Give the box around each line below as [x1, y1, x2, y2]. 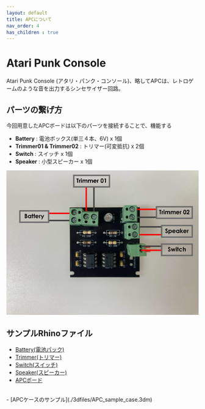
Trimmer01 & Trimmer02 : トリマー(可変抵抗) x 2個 [15, 142, 145, 150]
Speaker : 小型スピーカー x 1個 [15, 158, 93, 165]
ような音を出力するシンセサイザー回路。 [22, 85, 124, 92]
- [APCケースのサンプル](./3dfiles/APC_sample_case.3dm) [6, 396, 153, 403]
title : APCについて [6, 16, 52, 23]
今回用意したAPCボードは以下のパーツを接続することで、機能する [6, 122, 172, 129]
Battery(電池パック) [15, 345, 65, 353]
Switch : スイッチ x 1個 [15, 150, 73, 157]
